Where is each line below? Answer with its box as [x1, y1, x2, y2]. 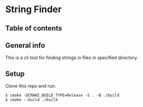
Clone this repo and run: [5, 83, 56, 89]
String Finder [5, 4, 62, 15]
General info [5, 41, 45, 49]
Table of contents [5, 24, 62, 33]
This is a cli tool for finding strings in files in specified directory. [5, 55, 138, 61]
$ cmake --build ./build [5, 97, 58, 102]
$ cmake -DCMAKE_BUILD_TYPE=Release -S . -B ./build [5, 93, 120, 98]
